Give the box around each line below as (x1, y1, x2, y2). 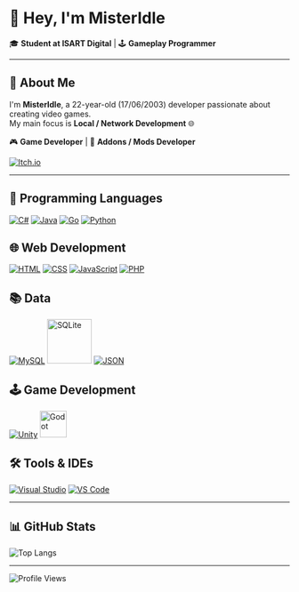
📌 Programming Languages (9, 191, 163, 206)
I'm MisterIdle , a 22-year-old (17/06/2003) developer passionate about (9, 99, 271, 109)
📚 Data (9, 291, 52, 306)
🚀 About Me (9, 76, 76, 91)
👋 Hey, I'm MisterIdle (9, 8, 166, 28)
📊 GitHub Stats (9, 519, 96, 534)
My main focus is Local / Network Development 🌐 (9, 117, 195, 128)
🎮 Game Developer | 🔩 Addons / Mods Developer (9, 136, 196, 147)
